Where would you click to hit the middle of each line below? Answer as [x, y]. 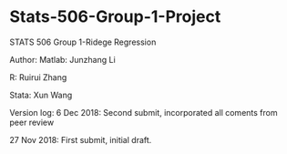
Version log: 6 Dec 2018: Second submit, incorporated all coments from [143, 112]
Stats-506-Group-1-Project [115, 17]
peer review [32, 122]
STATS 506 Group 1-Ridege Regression [83, 42]
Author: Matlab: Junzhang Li [62, 59]
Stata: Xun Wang [41, 95]
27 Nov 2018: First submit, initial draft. [81, 139]
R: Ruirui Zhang [38, 77]
